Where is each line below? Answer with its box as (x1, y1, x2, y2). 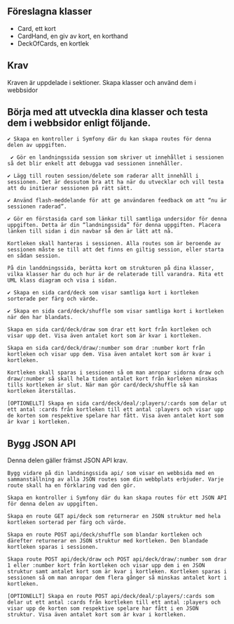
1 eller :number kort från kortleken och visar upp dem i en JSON (7, 562, 205, 569)
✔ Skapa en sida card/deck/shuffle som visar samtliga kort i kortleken (7, 308, 224, 315)
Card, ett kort (17, 24, 56, 32)
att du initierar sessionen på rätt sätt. (7, 185, 133, 192)
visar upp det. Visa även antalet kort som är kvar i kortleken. (7, 332, 202, 339)
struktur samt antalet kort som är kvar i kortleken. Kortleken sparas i (7, 568, 228, 576)
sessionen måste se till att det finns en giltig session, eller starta (7, 246, 224, 254)
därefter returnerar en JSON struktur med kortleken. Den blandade (7, 538, 209, 545)
